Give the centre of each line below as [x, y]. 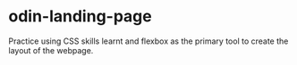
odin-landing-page [81, 16]
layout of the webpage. [51, 50]
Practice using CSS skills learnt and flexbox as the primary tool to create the [148, 41]
